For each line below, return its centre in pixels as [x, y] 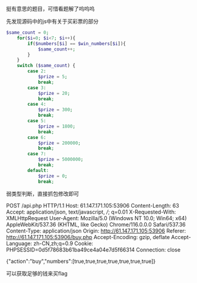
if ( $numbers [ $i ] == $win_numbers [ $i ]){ [77, 43]
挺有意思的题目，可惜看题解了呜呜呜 [50, 9]
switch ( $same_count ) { [46, 66]
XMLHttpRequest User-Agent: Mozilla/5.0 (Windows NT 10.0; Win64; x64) [96, 218]
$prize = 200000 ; [59, 143]
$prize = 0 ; [53, 176]
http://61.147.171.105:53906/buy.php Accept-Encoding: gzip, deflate [88, 237]
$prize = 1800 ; [57, 126]
